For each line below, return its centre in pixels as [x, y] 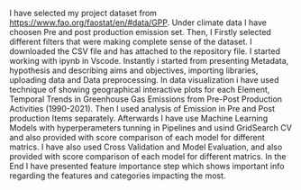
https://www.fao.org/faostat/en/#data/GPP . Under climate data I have [138, 23]
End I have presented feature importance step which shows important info [147, 166]
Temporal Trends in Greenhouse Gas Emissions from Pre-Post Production [146, 99]
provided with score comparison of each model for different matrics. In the [148, 156]
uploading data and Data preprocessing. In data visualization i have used [144, 80]
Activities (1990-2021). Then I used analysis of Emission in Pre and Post [142, 109]
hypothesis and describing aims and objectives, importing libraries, [134, 70]
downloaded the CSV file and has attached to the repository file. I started [145, 51]
